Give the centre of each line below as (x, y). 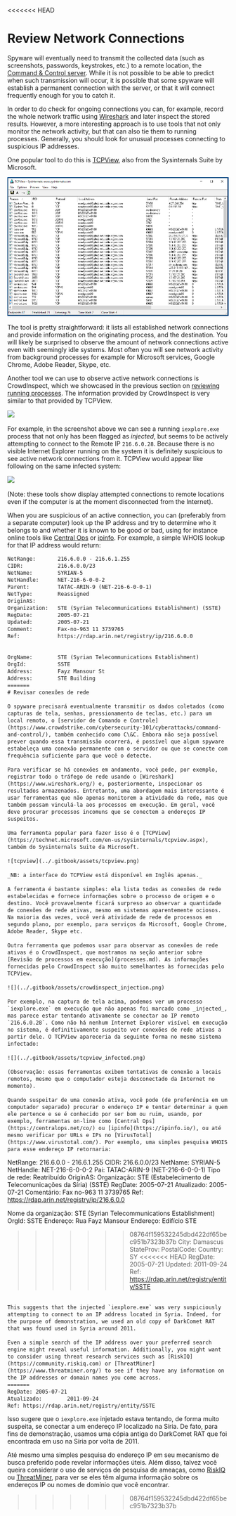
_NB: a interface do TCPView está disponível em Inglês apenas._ (105, 875)
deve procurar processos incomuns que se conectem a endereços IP (106, 812)
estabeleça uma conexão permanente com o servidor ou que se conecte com (118, 749)
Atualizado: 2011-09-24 (53, 1399)
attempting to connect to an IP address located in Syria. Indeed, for (114, 1315)
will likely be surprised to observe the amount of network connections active (118, 342)
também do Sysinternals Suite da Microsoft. (73, 847)
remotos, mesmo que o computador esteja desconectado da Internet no (111, 1079)
